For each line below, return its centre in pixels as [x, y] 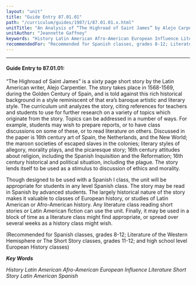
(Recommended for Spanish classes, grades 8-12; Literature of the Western [97, 235]
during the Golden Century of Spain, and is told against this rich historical [94, 94]
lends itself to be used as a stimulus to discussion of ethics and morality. [93, 169]
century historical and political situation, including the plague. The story [92, 162]
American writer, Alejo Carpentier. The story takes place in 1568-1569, [90, 88]
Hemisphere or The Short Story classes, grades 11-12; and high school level [97, 241]
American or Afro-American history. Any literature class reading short [90, 205]
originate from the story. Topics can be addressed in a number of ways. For [97, 119]
